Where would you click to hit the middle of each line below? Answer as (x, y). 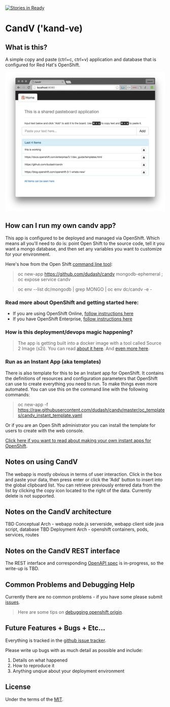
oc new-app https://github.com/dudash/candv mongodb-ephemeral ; (90, 274)
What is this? (26, 47)
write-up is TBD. (22, 568)
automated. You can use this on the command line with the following (77, 389)
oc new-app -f (33, 404)
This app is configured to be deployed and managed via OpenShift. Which (82, 238)
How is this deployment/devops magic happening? (69, 332)
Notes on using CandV (42, 462)
